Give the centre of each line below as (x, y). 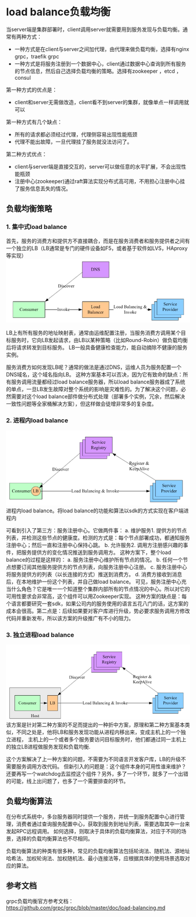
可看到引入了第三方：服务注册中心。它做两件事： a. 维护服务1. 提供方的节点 (97, 530)
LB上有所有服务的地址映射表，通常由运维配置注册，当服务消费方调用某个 (94, 333)
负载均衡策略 (29, 209)
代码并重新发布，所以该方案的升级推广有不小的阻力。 (70, 618)
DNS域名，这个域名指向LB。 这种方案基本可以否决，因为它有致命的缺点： (94, 375)
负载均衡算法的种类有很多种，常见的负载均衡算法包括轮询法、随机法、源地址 (98, 851)
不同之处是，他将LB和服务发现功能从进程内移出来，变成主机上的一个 (99, 732)
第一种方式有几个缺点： (34, 122)
